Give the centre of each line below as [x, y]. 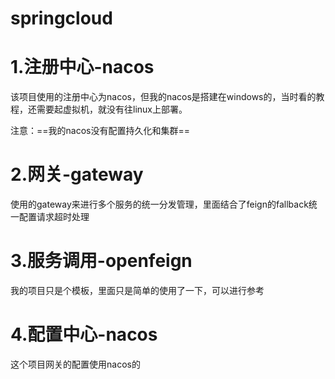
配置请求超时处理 [54, 217]
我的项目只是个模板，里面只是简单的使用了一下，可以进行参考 [137, 290]
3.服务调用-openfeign [101, 261]
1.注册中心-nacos [82, 67]
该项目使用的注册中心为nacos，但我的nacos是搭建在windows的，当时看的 [163, 97]
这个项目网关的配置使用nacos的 [75, 364]
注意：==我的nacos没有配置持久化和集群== [100, 131]
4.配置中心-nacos [84, 334]
